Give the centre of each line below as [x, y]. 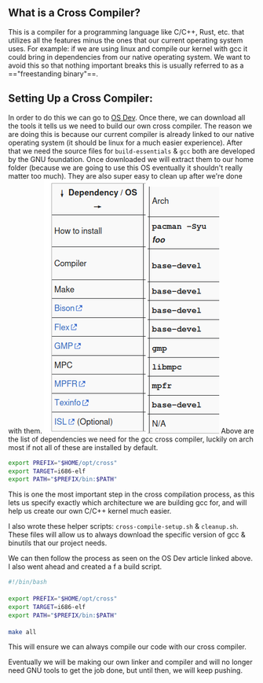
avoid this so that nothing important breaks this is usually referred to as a [126, 65]
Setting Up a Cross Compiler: [80, 99]
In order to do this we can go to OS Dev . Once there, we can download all [127, 117]
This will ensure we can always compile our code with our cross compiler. [128, 647]
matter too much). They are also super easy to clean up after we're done [126, 175]
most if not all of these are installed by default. [83, 447]
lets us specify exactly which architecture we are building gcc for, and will [128, 503]
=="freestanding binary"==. [53, 73]
